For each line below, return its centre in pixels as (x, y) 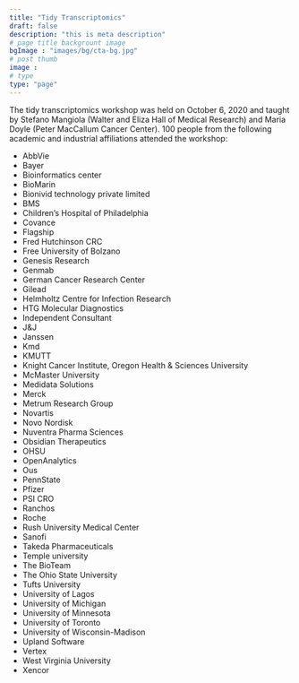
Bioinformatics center (62, 175)
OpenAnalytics (50, 460)
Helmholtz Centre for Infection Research (97, 298)
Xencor (36, 670)
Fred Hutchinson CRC (62, 241)
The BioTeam (47, 565)
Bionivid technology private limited (86, 194)
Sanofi (34, 536)
